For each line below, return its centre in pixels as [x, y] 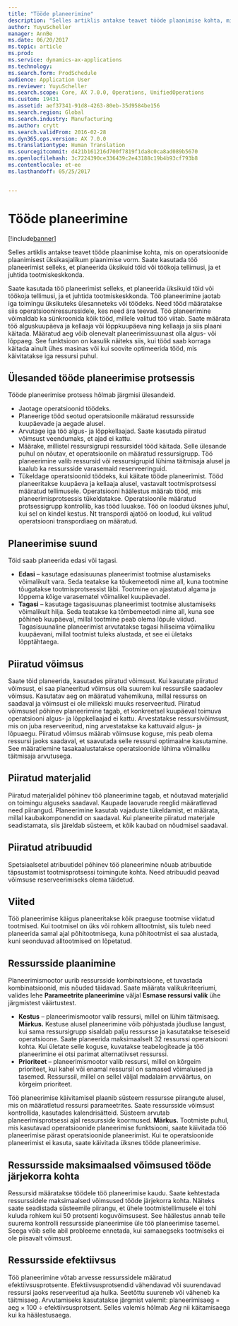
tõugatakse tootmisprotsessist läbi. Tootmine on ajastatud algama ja [117, 589]
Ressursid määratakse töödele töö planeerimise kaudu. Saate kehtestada [114, 1193]
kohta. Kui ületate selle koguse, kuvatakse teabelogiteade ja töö [111, 1047]
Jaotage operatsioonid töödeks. [65, 409]
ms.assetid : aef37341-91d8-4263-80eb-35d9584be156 [84, 106]
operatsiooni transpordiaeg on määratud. [78, 521]
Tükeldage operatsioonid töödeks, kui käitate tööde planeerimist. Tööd [121, 476]
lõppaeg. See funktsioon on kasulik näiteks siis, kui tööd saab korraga [109, 341]
